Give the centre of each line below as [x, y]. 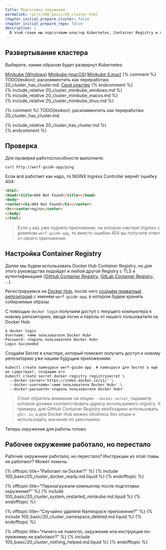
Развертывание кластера [46, 53]
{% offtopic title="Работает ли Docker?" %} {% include [62, 471]
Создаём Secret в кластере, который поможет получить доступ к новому [83, 353]
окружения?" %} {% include [34, 492]
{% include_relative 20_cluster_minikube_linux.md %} [60, 101]
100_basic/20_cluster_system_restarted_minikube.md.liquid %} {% [73, 496]
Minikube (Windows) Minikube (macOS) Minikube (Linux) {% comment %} [81, 74]
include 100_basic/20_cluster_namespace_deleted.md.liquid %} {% [73, 517]
